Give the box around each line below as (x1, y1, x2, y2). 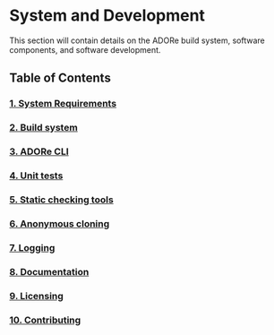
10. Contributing (9, 314, 81, 326)
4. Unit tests (9, 169, 64, 182)
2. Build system (9, 122, 78, 134)
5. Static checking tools (9, 193, 114, 206)
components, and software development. (9, 44, 161, 55)
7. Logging (9, 241, 56, 253)
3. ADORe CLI (9, 145, 69, 158)
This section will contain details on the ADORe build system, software (9, 35, 266, 46)
